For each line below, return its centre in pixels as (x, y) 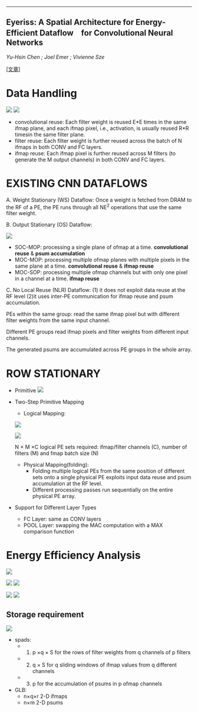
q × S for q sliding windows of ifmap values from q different (104, 665)
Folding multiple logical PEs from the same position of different (108, 471)
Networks (24, 43)
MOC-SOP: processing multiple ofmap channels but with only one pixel (101, 272)
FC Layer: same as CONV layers (62, 519)
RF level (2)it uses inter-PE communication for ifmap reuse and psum (90, 297)
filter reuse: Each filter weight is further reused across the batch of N (98, 141)
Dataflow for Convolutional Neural (106, 33)
